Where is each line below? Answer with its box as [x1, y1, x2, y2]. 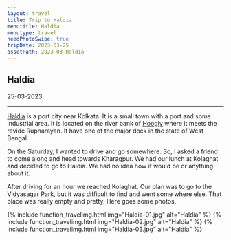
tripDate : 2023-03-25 [7, 42, 69, 49]
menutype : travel [7, 29, 57, 36]
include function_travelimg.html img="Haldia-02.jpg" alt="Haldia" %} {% [7, 217, 213, 226]
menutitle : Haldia [7, 23, 60, 30]
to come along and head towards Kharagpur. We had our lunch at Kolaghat [7, 154, 219, 162]
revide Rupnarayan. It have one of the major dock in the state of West [7, 127, 204, 135]
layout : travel [7, 10, 51, 17]
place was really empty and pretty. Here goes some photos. [7, 197, 177, 205]
